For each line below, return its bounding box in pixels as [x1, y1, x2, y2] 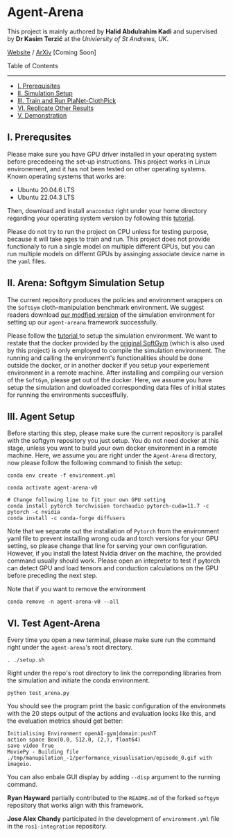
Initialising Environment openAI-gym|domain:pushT [7, 730, 157, 737]
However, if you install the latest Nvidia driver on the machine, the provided [7, 549, 222, 558]
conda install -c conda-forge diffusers [7, 515, 126, 522]
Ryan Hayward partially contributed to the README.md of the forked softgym [7, 794, 220, 802]
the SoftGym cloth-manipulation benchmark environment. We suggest [7, 303, 205, 311]
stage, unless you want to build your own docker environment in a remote [7, 444, 217, 453]
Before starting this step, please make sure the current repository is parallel [7, 429, 223, 437]
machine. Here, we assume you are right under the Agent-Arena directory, [7, 451, 217, 460]
